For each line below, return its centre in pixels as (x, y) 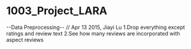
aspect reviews (25, 40)
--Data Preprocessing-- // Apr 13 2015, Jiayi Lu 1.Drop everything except (96, 27)
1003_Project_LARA (57, 11)
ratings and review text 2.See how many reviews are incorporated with (93, 33)
